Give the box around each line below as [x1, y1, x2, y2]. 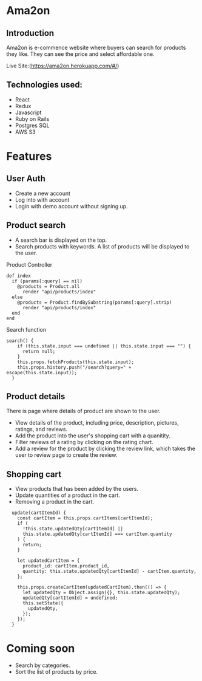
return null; [22, 348, 56, 354]
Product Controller [6, 261, 53, 268]
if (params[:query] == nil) [12, 278, 83, 284]
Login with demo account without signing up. [15, 202, 129, 210]
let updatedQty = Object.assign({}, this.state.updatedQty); [22, 590, 181, 596]
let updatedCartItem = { [17, 558, 80, 564]
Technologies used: [6, 80, 83, 90]
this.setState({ [22, 600, 64, 606]
